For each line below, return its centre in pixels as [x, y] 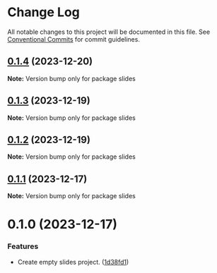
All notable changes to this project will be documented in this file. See [109, 32]
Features [23, 246]
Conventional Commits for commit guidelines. [74, 39]
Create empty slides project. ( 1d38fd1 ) [73, 262]
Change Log [43, 12]
